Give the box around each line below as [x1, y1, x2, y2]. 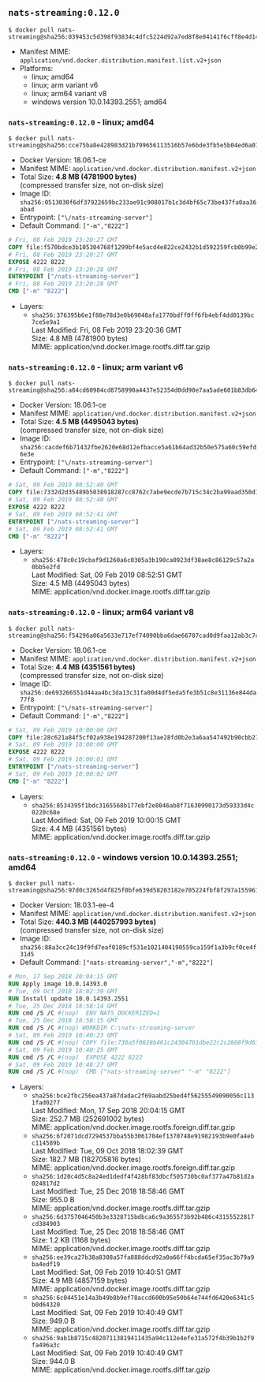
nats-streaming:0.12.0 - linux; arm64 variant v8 [8, 607, 195, 618]
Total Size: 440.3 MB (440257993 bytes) [19, 917, 156, 926]
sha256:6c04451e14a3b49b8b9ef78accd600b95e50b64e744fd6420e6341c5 [31, 1294, 255, 1302]
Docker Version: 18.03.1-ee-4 [19, 900, 114, 910]
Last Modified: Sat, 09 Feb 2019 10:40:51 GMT [31, 1268, 182, 1277]
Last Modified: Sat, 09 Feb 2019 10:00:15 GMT [31, 815, 181, 825]
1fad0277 [31, 1099, 61, 1107]
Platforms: [19, 63, 54, 73]
